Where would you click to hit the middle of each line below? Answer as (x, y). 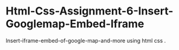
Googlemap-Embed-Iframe (75, 24)
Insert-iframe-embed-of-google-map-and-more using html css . (86, 40)
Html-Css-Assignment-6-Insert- (89, 11)
